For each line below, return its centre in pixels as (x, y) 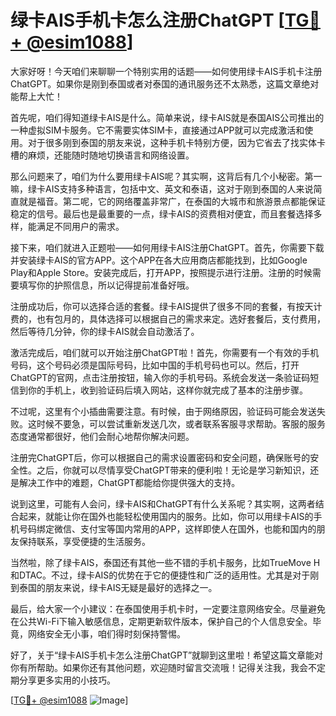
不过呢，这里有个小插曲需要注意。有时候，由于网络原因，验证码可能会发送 (163, 411)
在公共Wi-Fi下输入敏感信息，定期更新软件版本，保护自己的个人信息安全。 (161, 621)
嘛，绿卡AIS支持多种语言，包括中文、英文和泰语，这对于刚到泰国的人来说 (162, 188)
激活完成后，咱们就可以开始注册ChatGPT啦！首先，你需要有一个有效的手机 (165, 352)
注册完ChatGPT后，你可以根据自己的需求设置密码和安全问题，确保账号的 (160, 457)
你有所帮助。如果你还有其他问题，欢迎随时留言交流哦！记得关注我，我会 (159, 667)
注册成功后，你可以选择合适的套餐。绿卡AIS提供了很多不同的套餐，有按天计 (166, 306)
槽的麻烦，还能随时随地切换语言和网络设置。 (102, 155)
